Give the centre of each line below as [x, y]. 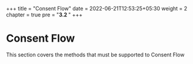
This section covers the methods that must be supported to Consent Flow [95, 55]
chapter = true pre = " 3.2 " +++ [44, 15]
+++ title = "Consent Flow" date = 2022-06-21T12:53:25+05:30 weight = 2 [97, 9]
